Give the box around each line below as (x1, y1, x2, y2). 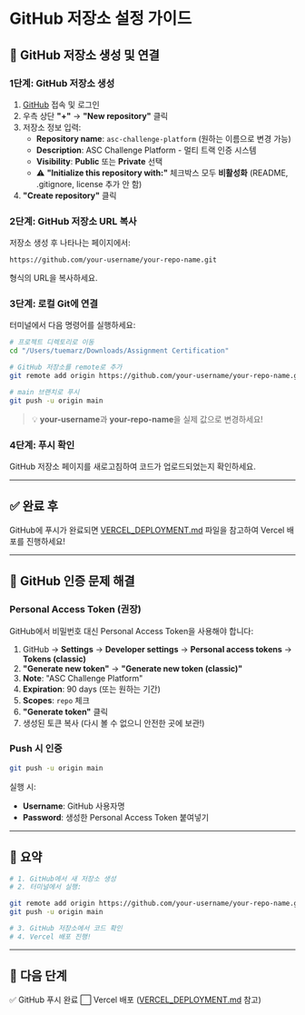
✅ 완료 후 (9, 499, 59, 514)
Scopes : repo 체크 (22, 694, 91, 705)
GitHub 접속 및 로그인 (22, 99, 100, 110)
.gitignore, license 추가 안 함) (35, 178, 143, 189)
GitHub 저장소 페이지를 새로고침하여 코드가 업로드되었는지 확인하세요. (9, 461, 256, 473)
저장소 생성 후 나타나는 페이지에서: (9, 237, 131, 248)
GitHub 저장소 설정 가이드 (9, 8, 192, 29)
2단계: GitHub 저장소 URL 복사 (9, 214, 138, 227)
